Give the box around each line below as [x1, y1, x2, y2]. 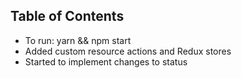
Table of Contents [10, 8, 125, 25]
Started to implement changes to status [24, 55, 188, 68]
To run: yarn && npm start [24, 34, 132, 46]
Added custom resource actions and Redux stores [24, 45, 232, 57]
